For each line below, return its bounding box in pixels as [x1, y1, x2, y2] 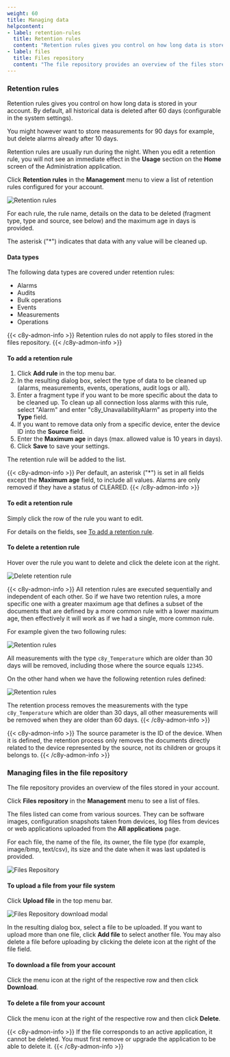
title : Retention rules [13, 36, 81, 42]
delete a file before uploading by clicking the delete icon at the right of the [7, 938, 216, 946]
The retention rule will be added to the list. [7, 455, 127, 463]
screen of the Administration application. [7, 162, 122, 170]
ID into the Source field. [16, 428, 85, 436]
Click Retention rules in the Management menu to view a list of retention [7, 175, 214, 184]
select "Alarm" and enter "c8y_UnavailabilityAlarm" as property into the [16, 406, 218, 414]
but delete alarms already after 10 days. [7, 134, 118, 143]
